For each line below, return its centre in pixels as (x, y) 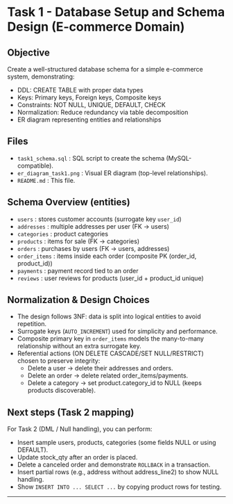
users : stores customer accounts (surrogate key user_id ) (99, 219)
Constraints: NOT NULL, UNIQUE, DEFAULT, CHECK (92, 105)
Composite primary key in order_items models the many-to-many (111, 339)
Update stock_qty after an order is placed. (77, 457)
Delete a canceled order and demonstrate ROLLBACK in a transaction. (114, 465)
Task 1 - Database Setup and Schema (116, 12)
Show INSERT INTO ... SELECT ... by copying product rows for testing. (119, 487)
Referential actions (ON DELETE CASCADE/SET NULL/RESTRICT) (111, 353)
